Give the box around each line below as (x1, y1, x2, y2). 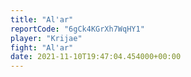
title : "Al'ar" (10, 14, 74, 25)
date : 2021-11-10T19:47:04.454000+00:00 (10, 52, 182, 62)
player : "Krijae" (10, 33, 83, 43)
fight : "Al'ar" (10, 42, 74, 53)
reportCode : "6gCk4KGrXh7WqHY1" (10, 24, 145, 34)
